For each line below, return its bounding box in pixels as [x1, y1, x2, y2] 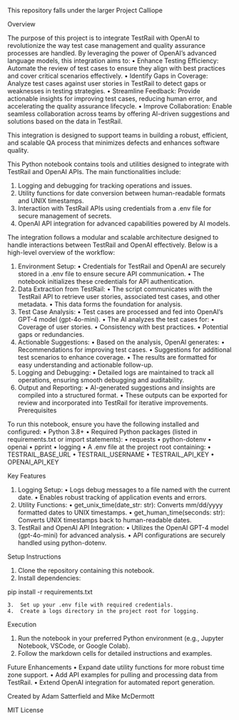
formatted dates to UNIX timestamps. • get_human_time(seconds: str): [17, 508, 225, 517]
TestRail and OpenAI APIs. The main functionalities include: [7, 168, 181, 176]
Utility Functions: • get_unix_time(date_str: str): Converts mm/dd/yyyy [17, 501, 223, 509]
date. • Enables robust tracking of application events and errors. [17, 493, 207, 502]
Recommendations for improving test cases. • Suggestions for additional [17, 345, 232, 354]
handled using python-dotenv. [17, 539, 107, 547]
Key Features [7, 472, 46, 480]
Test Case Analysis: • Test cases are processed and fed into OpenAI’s [17, 308, 223, 316]
